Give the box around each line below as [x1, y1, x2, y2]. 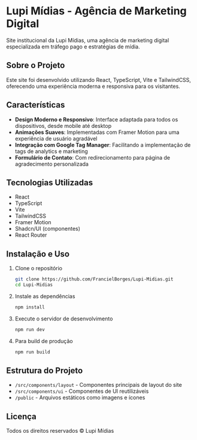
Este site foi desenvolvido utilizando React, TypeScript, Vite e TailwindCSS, [6, 76, 192, 83]
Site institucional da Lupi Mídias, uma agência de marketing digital [6, 36, 169, 44]
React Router [14, 231, 47, 239]
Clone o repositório [14, 265, 63, 272]
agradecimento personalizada [14, 160, 89, 167]
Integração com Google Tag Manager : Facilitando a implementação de [14, 141, 191, 148]
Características [6, 100, 65, 110]
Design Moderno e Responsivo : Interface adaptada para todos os [14, 115, 178, 123]
